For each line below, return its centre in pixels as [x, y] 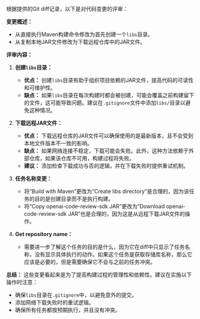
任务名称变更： [33, 178]
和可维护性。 [40, 88]
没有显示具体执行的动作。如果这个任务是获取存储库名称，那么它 [114, 254]
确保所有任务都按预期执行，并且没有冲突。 [68, 310]
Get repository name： [44, 234]
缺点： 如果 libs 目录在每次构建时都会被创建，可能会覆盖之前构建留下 [109, 95]
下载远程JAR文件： [39, 123]
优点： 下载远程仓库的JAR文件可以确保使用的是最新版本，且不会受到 [108, 136]
